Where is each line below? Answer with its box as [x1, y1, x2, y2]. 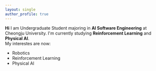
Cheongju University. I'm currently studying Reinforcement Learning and [5, 30, 152, 36]
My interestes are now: [5, 40, 51, 46]
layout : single [5, 7, 36, 12]
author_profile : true [5, 12, 49, 17]
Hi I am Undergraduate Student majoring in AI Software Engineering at [5, 25, 147, 31]
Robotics [12, 50, 30, 56]
